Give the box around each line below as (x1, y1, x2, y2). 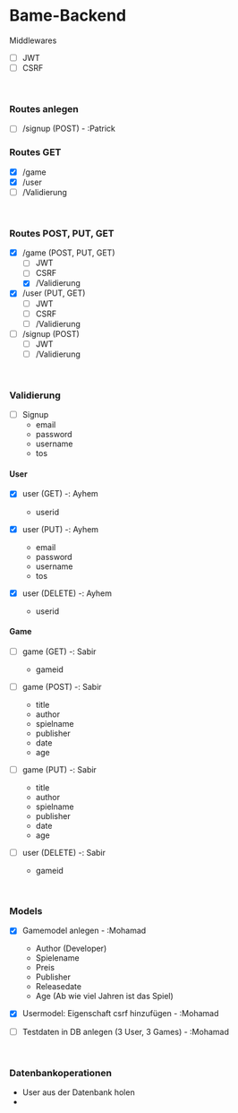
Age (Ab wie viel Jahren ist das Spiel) (35, 991, 174, 1002)
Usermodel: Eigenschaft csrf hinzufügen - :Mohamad (21, 1008, 219, 1019)
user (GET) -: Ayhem (21, 488, 98, 499)
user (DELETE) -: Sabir (21, 848, 106, 858)
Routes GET (9, 146, 62, 159)
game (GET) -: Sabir (21, 646, 97, 657)
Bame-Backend (9, 5, 127, 26)
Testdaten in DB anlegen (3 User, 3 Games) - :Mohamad (21, 1026, 230, 1037)
